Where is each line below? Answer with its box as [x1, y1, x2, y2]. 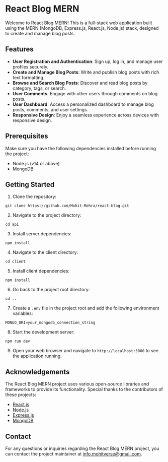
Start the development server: [12, 329, 75, 335]
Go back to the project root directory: [12, 287, 90, 293]
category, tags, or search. [12, 85, 66, 91]
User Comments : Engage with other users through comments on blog [12, 90, 158, 96]
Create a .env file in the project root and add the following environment [12, 305, 159, 311]
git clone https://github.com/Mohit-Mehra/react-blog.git [5, 204, 129, 209]
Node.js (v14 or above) [12, 160, 60, 166]
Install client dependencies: [12, 268, 69, 274]
